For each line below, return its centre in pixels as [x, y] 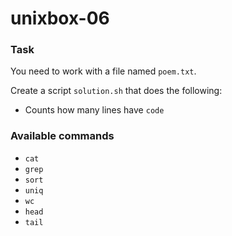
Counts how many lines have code [94, 110]
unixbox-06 [60, 18]
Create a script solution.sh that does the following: [116, 91]
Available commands [62, 136]
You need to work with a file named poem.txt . [103, 71]
